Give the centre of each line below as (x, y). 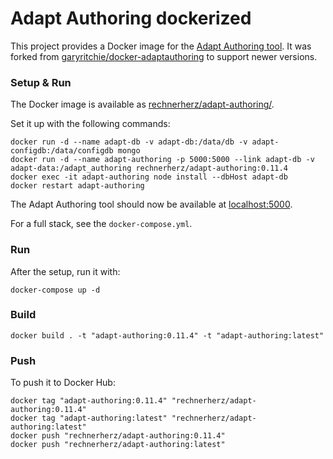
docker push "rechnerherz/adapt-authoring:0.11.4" (118, 436)
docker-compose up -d (55, 290)
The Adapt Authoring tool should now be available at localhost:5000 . (151, 204)
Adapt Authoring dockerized (131, 18)
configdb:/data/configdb (62, 151)
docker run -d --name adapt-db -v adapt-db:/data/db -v (129, 142)
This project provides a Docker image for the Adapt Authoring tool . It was (161, 46)
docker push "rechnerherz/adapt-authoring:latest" (118, 445)
